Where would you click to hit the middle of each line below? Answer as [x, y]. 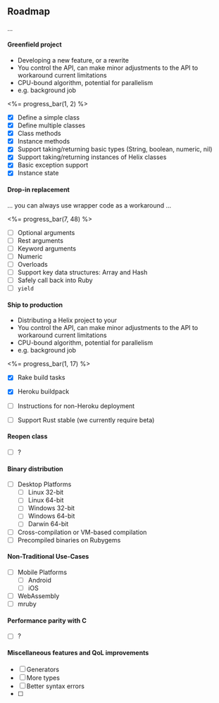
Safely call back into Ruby [55, 280]
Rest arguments [40, 240]
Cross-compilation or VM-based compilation [82, 532]
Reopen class [27, 436]
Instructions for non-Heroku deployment [76, 406]
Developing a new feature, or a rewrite [73, 61]
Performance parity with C [47, 620]
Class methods [39, 134]
